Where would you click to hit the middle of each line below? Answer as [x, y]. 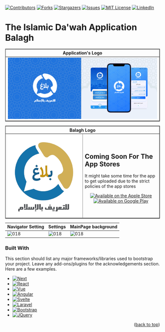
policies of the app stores [110, 186]
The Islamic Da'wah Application [71, 27]
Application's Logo [82, 53]
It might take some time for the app [120, 176]
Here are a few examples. [31, 269]
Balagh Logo [82, 130]
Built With [17, 248]
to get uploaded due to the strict [117, 181]
